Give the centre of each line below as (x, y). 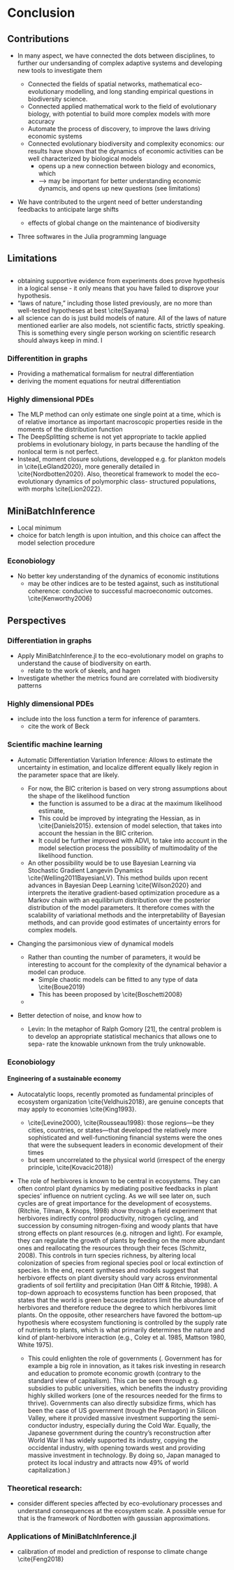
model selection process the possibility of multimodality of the (128, 848)
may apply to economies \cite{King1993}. (77, 1109)
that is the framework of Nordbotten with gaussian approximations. (114, 1518)
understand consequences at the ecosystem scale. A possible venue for (121, 1511)
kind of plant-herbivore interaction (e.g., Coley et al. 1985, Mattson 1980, (122, 1337)
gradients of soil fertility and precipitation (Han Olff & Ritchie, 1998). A (117, 1285)
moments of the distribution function (70, 430)
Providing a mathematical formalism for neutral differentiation (105, 374)
